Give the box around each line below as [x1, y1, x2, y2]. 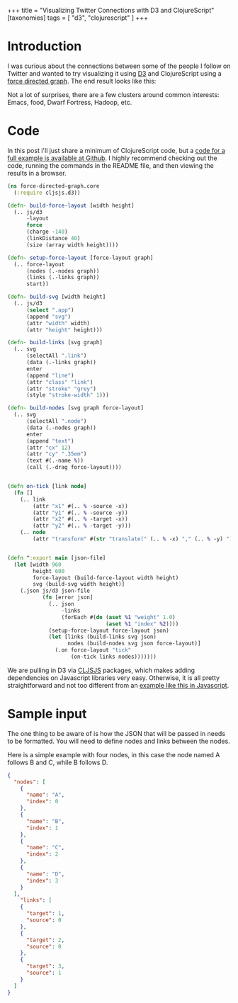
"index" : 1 [25, 824, 59, 832]
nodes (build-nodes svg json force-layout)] [67, 640, 201, 647]
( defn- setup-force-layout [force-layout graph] [7, 254, 154, 261]
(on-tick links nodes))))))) [70, 653, 157, 660]
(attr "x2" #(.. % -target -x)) [33, 516, 129, 523]
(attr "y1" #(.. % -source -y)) [33, 509, 129, 516]
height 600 [33, 567, 65, 574]
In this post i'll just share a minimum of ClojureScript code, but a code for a [7, 146, 225, 154]
